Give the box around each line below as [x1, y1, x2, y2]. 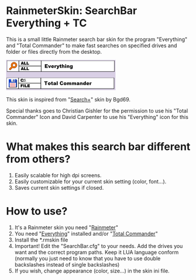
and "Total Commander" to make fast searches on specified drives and [6, 42, 177, 49]
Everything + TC [6, 16, 87, 30]
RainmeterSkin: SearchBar [6, 4, 137, 17]
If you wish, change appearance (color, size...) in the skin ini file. [14, 267, 170, 274]
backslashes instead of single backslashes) [14, 261, 120, 268]
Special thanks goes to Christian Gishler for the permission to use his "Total [6, 107, 188, 114]
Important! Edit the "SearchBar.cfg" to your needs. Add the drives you [14, 242, 183, 249]
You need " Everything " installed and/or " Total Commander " [14, 230, 158, 237]
